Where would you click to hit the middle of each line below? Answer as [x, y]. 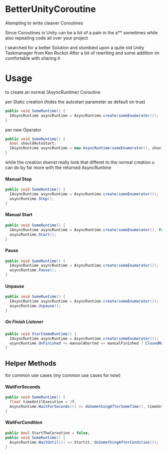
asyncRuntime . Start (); [33, 234]
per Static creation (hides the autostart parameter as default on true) [75, 102]
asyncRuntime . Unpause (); [35, 306]
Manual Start [19, 215]
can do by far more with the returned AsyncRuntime [58, 167]
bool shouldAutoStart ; [33, 144]
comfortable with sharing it [33, 58]
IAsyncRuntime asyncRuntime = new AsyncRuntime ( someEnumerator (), [80, 148]
